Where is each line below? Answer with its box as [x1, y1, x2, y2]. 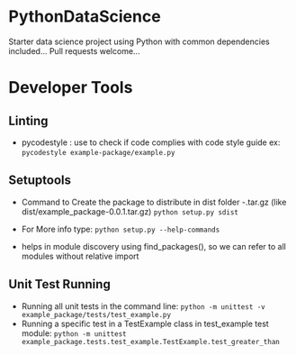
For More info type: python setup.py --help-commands [21, 223, 220, 234]
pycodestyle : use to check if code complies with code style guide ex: [21, 137, 281, 148]
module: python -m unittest [21, 327, 127, 339]
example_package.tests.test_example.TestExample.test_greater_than [21, 337, 280, 346]
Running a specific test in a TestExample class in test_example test [21, 318, 269, 329]
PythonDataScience [8, 6, 161, 27]
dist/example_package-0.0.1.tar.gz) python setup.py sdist [21, 205, 239, 217]
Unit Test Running [8, 277, 112, 292]
